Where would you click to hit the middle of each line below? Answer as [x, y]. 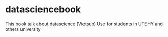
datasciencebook [43, 10]
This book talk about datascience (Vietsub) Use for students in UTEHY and [84, 24]
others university [23, 29]
